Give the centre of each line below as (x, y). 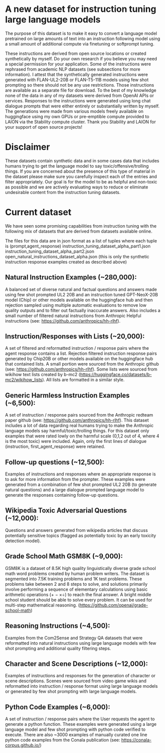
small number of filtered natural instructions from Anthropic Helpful (73, 316)
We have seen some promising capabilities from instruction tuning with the (81, 226)
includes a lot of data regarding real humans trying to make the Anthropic (79, 425)
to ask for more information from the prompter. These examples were (75, 479)
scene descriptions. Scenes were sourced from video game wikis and (76, 681)
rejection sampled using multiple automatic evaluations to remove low (76, 305)
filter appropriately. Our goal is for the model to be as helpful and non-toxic (81, 182)
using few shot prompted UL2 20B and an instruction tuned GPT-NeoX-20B (82, 294)
